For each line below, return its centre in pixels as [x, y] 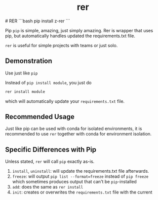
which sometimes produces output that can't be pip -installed [74, 182]
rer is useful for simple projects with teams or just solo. [61, 45]
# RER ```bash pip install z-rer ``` [38, 21]
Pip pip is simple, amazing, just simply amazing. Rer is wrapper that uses [79, 30]
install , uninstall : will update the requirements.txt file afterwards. [80, 171]
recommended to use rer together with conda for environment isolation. [79, 134]
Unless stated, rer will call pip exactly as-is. [50, 162]
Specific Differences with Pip [51, 150]
